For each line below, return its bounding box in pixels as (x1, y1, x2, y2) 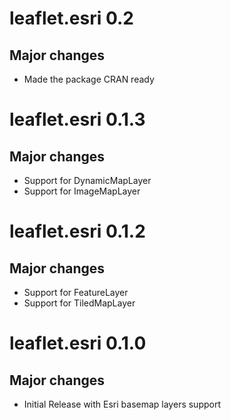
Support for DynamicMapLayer (23, 175, 152, 186)
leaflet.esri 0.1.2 (9, 220, 146, 243)
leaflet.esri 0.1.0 (9, 332, 147, 355)
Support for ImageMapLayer (23, 185, 141, 197)
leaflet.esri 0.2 (9, 7, 134, 30)
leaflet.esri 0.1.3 (9, 108, 146, 131)
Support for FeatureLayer (23, 287, 129, 298)
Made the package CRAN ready (23, 73, 155, 85)
